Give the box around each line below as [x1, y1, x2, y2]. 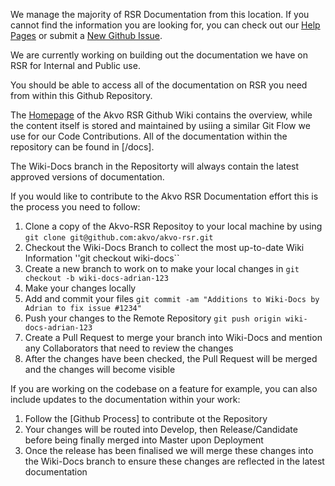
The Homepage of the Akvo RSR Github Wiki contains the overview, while [10, 109, 313, 121]
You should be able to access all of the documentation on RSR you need [10, 79, 308, 91]
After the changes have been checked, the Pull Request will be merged [24, 353, 318, 364]
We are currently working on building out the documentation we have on [10, 49, 308, 61]
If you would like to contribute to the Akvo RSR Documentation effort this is [10, 190, 319, 202]
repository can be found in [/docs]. [10, 141, 155, 153]
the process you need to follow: [10, 201, 141, 213]
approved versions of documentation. [10, 171, 165, 183]
